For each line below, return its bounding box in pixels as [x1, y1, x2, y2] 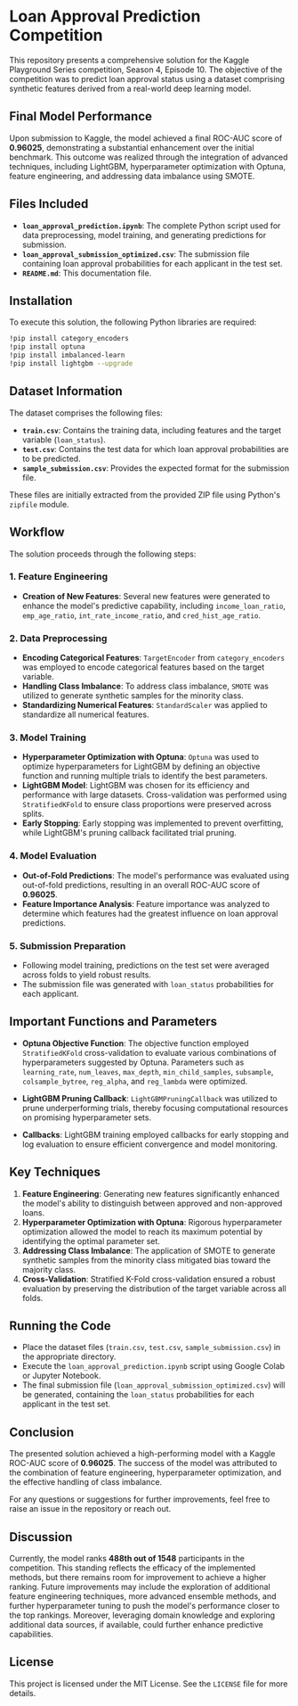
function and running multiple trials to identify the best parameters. [21, 771, 269, 781]
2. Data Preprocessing [9, 631, 108, 644]
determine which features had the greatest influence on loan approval [21, 908, 278, 919]
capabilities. [9, 1629, 53, 1640]
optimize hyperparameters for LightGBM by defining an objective [21, 761, 261, 772]
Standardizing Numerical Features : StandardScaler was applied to [21, 700, 269, 711]
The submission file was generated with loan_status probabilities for [21, 978, 274, 989]
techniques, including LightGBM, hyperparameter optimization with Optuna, [9, 161, 286, 171]
